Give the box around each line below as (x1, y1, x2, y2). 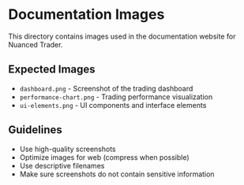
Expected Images (8, 63, 96, 76)
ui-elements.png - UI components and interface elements (19, 100, 207, 109)
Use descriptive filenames (19, 161, 105, 170)
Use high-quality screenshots (19, 144, 116, 154)
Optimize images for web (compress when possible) (19, 152, 190, 162)
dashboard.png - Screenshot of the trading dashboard (19, 83, 193, 93)
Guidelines (8, 124, 62, 137)
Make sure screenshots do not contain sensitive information (19, 169, 215, 179)
